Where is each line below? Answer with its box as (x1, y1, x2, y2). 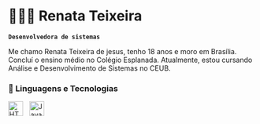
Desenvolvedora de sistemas (8, 33, 101, 41)
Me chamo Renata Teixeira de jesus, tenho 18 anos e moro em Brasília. (8, 46, 237, 56)
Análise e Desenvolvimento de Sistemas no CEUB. (8, 63, 171, 73)
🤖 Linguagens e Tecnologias (8, 82, 118, 93)
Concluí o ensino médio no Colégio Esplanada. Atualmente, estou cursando (8, 55, 253, 64)
